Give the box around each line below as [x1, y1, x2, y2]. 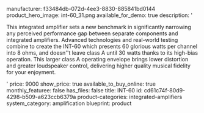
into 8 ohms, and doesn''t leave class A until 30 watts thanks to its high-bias [6, 49, 199, 56]
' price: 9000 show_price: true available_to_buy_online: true [6, 80, 156, 87]
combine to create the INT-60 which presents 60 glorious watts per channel [6, 43, 197, 50]
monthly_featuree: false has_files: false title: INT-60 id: [6, 87, 143, 94]
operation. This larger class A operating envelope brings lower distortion [6, 56, 189, 63]
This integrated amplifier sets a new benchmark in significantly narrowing [6, 24, 191, 30]
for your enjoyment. [6, 69, 56, 75]
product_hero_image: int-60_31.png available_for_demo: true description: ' [6, 12, 193, 19]
